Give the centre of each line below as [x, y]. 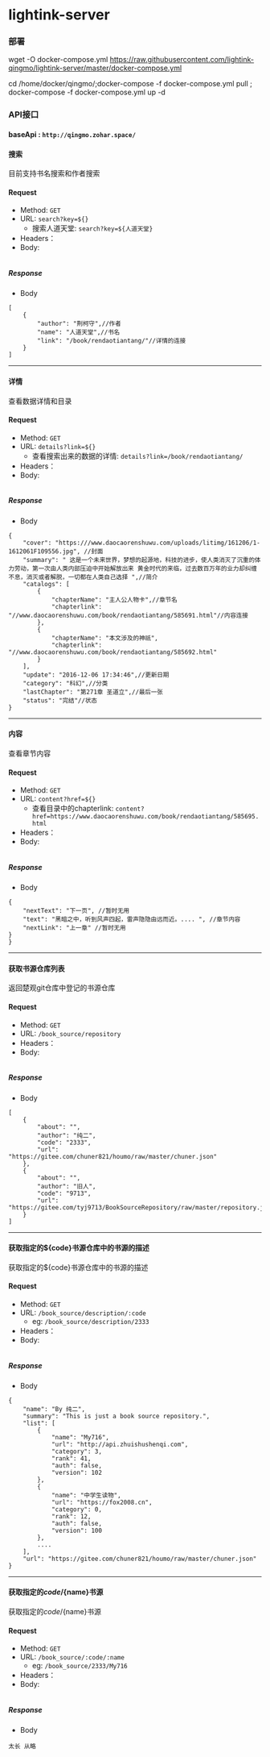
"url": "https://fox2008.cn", [102, 1502]
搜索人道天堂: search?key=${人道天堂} [92, 228]
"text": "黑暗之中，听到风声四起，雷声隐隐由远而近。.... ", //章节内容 [132, 920]
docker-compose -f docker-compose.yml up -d [87, 92]
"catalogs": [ [46, 584]
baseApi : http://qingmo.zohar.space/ [72, 134]
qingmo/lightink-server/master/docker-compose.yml [95, 68]
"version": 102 [77, 1472]
